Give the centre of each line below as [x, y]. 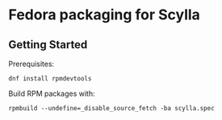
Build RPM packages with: [52, 93]
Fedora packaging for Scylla [104, 15]
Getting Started [48, 45]
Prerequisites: [31, 64]
